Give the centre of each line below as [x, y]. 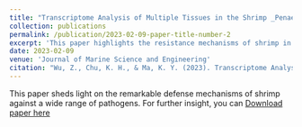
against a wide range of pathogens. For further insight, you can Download [146, 103]
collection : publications [58, 26]
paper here [30, 113]
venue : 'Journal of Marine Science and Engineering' [110, 59]
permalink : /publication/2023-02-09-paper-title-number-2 [120, 34]
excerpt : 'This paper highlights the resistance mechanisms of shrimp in [151, 43]
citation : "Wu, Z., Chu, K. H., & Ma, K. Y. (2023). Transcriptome [138, 68]
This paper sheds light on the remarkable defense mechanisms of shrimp [145, 93]
